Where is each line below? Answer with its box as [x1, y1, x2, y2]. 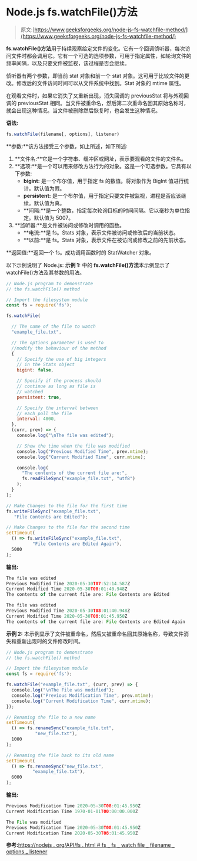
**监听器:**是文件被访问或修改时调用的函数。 [14, 221, 125, 229]
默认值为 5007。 [34, 214, 74, 221]
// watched [16, 389, 44, 394]
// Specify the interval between [16, 405, 99, 411]
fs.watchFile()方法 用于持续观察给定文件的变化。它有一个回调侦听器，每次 [6, 45, 185, 52]
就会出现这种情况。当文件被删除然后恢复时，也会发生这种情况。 [6, 107, 161, 114]
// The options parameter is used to [11, 340, 104, 345]
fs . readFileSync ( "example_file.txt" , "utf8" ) [21, 476, 135, 482]
